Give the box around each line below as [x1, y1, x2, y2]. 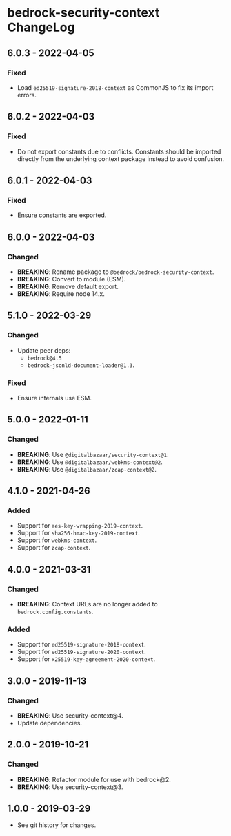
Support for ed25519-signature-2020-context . [17, 648, 146, 656]
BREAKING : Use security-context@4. [17, 711, 124, 720]
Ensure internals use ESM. [17, 393, 92, 402]
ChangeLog [7, 19, 75, 35]
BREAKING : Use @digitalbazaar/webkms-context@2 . [17, 458, 163, 466]
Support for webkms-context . [17, 536, 97, 544]
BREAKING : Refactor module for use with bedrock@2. [17, 775, 171, 783]
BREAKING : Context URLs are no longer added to [17, 600, 158, 608]
